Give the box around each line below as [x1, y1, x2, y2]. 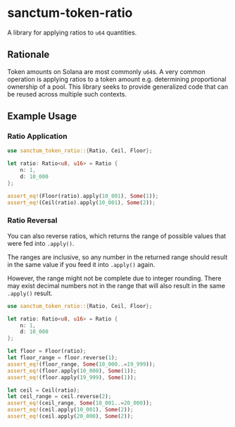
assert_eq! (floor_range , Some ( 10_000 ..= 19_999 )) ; [7, 361, 156, 368]
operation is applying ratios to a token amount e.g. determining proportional [7, 75, 227, 83]
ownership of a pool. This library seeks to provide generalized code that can [7, 82, 229, 91]
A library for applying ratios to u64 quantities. [7, 28, 137, 37]
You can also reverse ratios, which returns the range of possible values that [7, 231, 227, 240]
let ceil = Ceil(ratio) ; [7, 386, 80, 394]
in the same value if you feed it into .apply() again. [7, 260, 155, 268]
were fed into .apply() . [7, 239, 75, 247]
